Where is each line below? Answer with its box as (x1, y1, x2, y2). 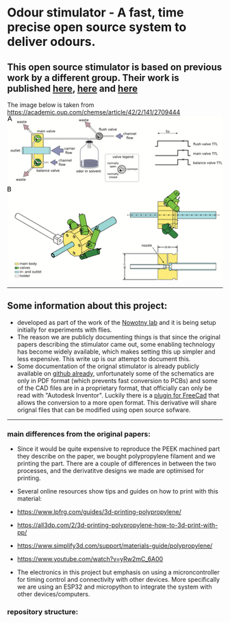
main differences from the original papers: (7, 429, 151, 439)
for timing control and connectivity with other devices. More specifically (16, 576, 220, 584)
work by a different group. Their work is (7, 72, 179, 84)
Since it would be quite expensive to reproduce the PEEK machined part (16, 445, 220, 453)
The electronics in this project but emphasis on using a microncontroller (16, 568, 220, 576)
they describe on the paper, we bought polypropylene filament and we (16, 452, 216, 461)
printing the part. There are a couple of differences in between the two (16, 459, 217, 467)
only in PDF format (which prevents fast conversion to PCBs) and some (16, 376, 218, 384)
